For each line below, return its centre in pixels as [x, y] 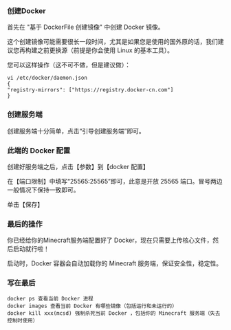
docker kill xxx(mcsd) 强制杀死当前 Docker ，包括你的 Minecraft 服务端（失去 [114, 313]
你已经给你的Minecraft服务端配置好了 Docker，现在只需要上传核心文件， [110, 240]
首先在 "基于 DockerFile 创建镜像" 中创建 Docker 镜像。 [86, 27]
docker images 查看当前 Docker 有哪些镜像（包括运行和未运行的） [92, 306]
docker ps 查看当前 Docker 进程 [51, 299]
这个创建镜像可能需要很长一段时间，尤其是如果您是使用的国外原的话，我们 [112, 42]
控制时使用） [23, 321]
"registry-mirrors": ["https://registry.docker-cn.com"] [90, 90]
